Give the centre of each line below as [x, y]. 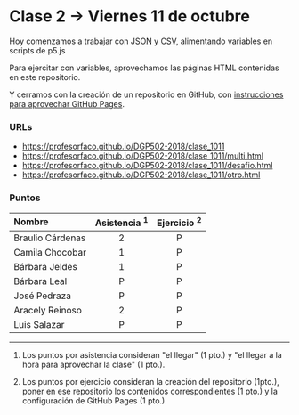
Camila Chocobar [50, 252]
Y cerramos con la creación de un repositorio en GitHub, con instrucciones [146, 94]
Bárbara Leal [40, 281]
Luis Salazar [39, 324]
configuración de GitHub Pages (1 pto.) [93, 400]
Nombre [31, 222]
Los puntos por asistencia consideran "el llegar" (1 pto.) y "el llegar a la [152, 354]
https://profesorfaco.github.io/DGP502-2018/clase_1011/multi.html [143, 156]
